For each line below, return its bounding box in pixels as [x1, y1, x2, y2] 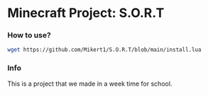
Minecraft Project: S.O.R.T [7, 5, 165, 21]
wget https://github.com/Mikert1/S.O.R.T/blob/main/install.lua [7, 46, 202, 54]
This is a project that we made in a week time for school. [7, 79, 173, 88]
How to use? [7, 30, 51, 40]
